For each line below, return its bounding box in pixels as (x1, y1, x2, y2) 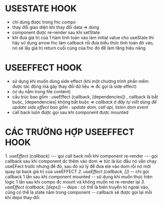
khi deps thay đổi (5, 194, 40, 200)
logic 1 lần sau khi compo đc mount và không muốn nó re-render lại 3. (5, 179, 145, 184)
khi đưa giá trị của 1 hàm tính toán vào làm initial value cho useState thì (12, 35, 154, 41)
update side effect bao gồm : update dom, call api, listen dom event (12, 104, 148, 110)
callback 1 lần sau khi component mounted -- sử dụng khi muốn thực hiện (5, 174, 153, 180)
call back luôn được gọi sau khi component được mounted (12, 109, 129, 115)
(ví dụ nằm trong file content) (12, 88, 71, 94)
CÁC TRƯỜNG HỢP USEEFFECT (5, 126, 135, 138)
